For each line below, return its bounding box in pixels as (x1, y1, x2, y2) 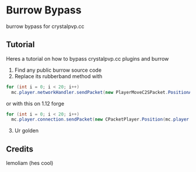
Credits (6, 144, 34, 154)
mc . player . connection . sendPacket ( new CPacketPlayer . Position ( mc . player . (11, 117, 192, 122)
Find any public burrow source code (14, 66, 102, 73)
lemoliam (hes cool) (6, 160, 54, 167)
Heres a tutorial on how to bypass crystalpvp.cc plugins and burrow (6, 55, 169, 62)
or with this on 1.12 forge (6, 100, 65, 107)
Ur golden (14, 127, 39, 134)
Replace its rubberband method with (14, 72, 103, 79)
